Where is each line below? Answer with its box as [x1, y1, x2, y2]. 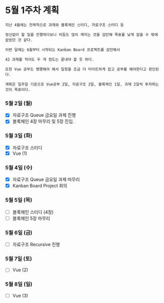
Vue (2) [12, 267, 29, 273]
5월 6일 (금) [5, 229, 33, 236]
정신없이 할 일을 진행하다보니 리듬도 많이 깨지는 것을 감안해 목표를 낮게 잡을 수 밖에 [5, 32, 158, 37]
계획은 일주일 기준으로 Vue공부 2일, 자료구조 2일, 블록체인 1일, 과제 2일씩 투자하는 [5, 81, 159, 87]
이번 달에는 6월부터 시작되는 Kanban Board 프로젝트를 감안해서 [5, 47, 120, 52]
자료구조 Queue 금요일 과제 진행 [12, 112, 76, 118]
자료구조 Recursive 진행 [12, 241, 60, 247]
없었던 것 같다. [5, 37, 33, 43]
